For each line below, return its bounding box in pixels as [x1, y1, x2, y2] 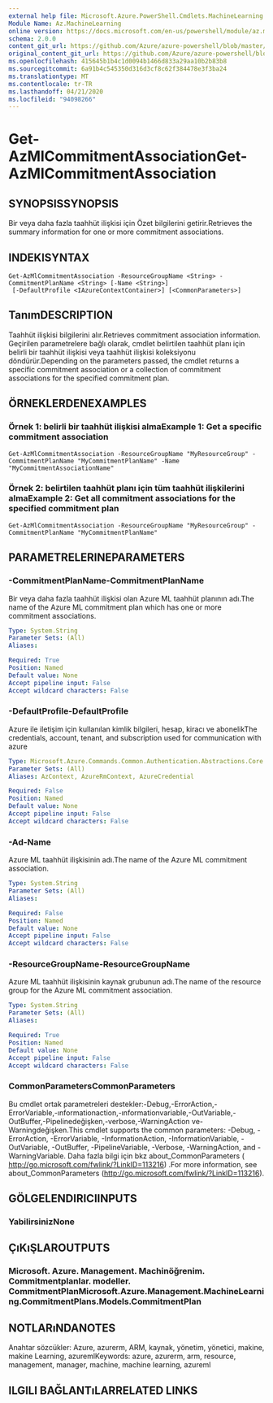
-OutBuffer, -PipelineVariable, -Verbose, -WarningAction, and [51, 1142, 256, 1152]
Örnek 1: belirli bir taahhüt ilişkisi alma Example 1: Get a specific [8, 421, 262, 432]
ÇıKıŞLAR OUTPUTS [8, 1241, 110, 1255]
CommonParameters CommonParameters [8, 1080, 176, 1092]
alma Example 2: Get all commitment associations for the [8, 493, 236, 504]
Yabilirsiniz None [8, 1216, 76, 1227]
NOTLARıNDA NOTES [8, 1321, 116, 1335]
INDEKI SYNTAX [8, 250, 90, 264]
